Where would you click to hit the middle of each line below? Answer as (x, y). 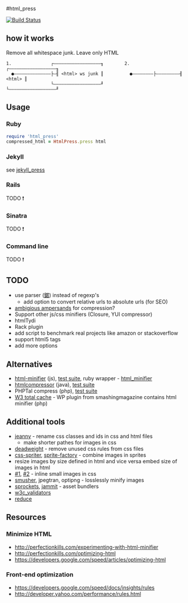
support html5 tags (38, 340)
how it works (30, 39)
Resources (26, 517)
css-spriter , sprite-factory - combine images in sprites (80, 455)
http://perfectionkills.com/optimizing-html (65, 553)
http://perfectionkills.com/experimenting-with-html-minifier (86, 547)
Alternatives (29, 364)
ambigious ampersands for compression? (65, 308)
